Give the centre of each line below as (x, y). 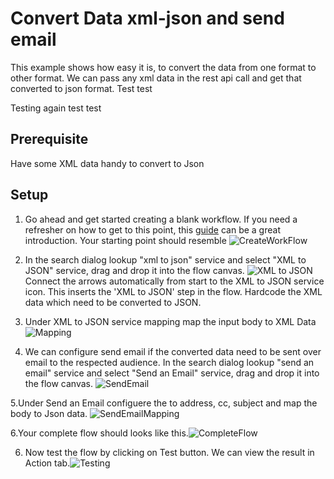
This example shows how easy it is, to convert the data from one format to (163, 67)
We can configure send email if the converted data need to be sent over (173, 351)
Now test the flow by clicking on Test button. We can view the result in (169, 452)
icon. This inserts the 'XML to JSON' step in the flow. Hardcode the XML (173, 291)
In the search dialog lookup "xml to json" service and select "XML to (165, 259)
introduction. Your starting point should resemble (125, 240)
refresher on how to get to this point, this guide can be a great (152, 229)
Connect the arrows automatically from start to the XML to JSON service (174, 281)
